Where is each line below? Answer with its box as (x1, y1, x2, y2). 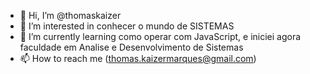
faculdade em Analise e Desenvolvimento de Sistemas (19, 41, 244, 53)
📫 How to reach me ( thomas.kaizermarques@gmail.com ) (19, 53, 257, 64)
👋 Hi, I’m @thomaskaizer (19, 10, 122, 21)
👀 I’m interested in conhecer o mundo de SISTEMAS (19, 20, 235, 32)
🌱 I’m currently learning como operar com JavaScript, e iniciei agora (19, 31, 302, 42)
